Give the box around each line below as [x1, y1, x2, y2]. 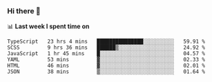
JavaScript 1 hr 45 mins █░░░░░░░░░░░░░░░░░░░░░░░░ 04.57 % [7, 50, 206, 57]
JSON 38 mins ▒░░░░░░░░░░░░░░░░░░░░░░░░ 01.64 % [7, 68, 206, 75]
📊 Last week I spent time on [7, 22, 90, 30]
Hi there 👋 [7, 6, 41, 16]
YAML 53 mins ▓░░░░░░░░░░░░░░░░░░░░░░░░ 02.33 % [7, 57, 206, 63]
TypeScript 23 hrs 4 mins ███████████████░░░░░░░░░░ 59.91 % [7, 38, 206, 45]
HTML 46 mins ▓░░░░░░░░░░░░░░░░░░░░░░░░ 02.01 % [7, 62, 206, 70]
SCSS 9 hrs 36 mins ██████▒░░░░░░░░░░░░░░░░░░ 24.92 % [7, 44, 206, 51]
